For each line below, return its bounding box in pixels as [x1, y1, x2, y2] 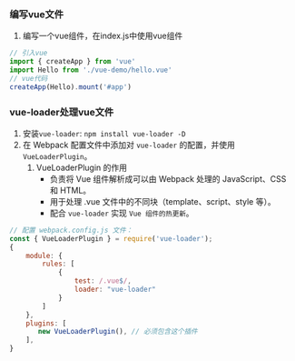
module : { [25, 251, 64, 260]
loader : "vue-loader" [74, 285, 156, 295]
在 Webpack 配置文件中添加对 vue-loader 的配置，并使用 [22, 139, 236, 150]
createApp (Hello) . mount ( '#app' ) [9, 82, 132, 92]
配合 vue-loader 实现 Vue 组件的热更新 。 [49, 207, 194, 218]
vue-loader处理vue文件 [9, 105, 114, 118]
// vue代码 [9, 74, 48, 83]
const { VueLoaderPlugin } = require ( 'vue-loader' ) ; [9, 234, 213, 243]
